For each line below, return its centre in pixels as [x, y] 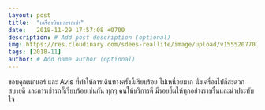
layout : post [30, 15]
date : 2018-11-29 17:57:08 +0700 [67, 30]
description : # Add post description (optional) [90, 37]
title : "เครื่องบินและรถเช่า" [46, 23]
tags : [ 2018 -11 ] [35, 52]
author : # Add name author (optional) [72, 60]
